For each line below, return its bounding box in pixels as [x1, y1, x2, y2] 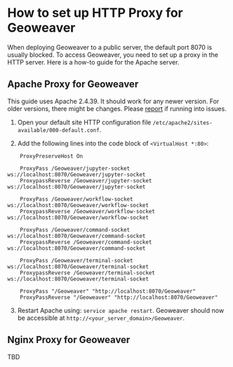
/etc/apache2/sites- [152, 119, 213, 126]
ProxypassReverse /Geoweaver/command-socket [20, 239, 152, 246]
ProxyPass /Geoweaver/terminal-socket [20, 257, 133, 264]
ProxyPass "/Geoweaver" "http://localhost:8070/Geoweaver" [20, 288, 197, 295]
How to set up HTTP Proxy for [7, 5, 184, 21]
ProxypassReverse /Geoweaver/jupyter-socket [20, 177, 152, 184]
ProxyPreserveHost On [20, 152, 83, 159]
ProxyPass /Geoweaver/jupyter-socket [20, 165, 131, 172]
